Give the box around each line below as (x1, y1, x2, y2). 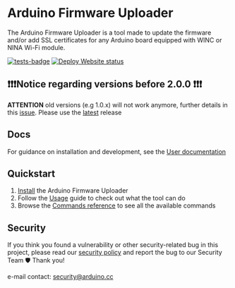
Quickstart (7, 167, 56, 179)
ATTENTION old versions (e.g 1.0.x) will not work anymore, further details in (7, 100, 228, 109)
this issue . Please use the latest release (7, 108, 122, 116)
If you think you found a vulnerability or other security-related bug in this (7, 241, 219, 249)
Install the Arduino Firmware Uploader (17, 186, 128, 195)
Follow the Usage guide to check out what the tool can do (17, 194, 186, 203)
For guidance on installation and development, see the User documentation (7, 147, 227, 156)
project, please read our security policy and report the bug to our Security (7, 248, 222, 257)
